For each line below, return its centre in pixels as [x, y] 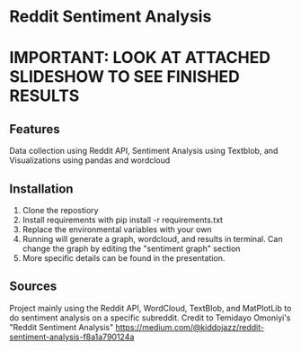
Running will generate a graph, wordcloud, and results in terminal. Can [152, 239]
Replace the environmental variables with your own [117, 229]
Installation [41, 189]
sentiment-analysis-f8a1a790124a [72, 337]
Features [35, 129]
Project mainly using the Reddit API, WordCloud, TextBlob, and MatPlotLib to [150, 308]
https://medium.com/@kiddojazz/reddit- [190, 327]
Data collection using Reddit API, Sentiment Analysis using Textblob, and [144, 151]
